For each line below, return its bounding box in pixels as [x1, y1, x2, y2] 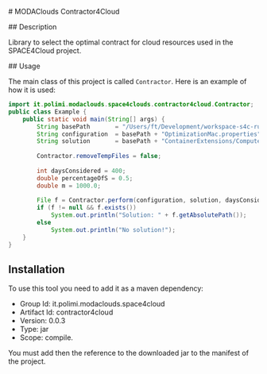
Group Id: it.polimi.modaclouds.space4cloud [19, 299, 165, 309]
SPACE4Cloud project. [8, 46, 82, 55]
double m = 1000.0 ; [37, 182, 102, 190]
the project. [8, 357, 46, 366]
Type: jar [19, 325, 49, 334]
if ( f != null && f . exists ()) [37, 204, 137, 212]
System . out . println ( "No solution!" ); [50, 226, 176, 233]
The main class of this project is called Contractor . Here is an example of [8, 77, 247, 86]
